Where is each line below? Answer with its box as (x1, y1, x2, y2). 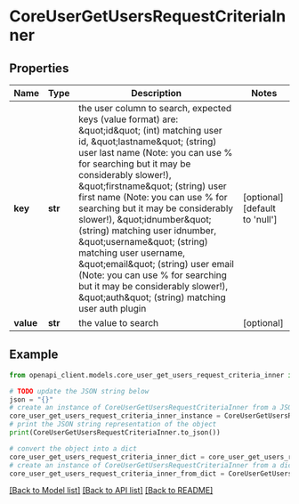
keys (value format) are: (78, 113, 179, 126)
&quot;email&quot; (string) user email (78, 258, 234, 270)
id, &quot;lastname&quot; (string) (78, 135, 217, 148)
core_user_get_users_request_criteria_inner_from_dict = (9, 469, 225, 478)
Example (9, 347, 59, 362)
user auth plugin (78, 303, 147, 314)
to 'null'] (242, 214, 278, 225)
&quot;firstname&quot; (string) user (78, 180, 227, 192)
